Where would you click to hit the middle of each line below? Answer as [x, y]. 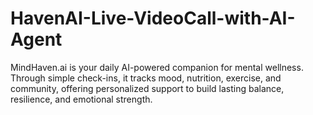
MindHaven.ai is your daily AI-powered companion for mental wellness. [157, 67]
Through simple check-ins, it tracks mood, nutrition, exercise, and [146, 78]
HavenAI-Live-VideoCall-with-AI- [153, 18]
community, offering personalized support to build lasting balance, [147, 88]
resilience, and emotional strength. [81, 99]
